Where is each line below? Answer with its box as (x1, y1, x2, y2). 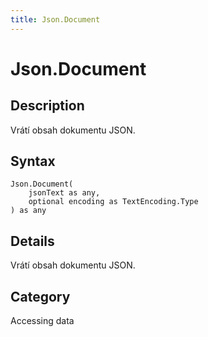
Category (10, 288, 71, 305)
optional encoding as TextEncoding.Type (28, 197, 199, 207)
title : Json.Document (10, 14, 101, 25)
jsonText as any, (28, 188, 101, 198)
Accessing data (10, 315, 75, 327)
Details (10, 232, 55, 250)
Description (10, 97, 85, 115)
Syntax (10, 153, 56, 170)
